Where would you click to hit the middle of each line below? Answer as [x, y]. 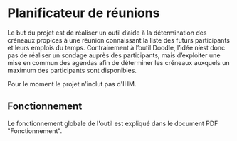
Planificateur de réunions [84, 13]
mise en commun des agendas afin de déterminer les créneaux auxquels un [118, 62]
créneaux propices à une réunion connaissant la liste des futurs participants [118, 40]
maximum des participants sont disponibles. [72, 70]
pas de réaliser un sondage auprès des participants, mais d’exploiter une [114, 55]
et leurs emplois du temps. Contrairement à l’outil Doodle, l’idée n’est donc [116, 47]
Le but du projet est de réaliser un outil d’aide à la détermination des [107, 33]
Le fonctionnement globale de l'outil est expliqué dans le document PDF [113, 123]
